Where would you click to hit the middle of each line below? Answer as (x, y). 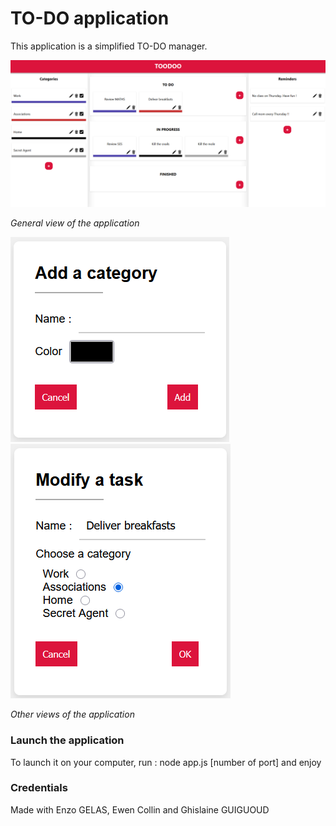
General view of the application (75, 223)
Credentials (39, 788)
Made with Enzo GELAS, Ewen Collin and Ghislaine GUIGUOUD (140, 809)
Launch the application (67, 740)
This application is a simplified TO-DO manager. (109, 46)
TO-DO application (90, 18)
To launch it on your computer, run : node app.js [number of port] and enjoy (166, 762)
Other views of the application (72, 714)
